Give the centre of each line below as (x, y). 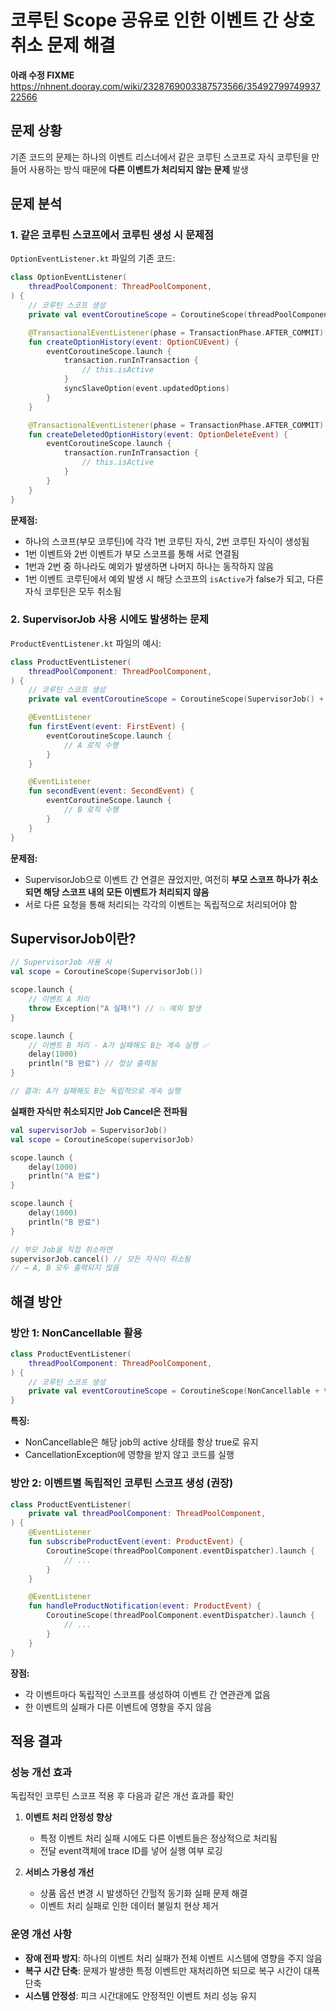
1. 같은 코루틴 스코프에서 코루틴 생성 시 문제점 (112, 235)
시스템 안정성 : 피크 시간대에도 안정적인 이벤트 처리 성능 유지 (140, 1995)
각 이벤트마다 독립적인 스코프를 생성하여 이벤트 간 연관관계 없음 (147, 1694)
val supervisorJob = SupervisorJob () (89, 1130)
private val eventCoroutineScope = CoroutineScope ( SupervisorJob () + (176, 699)
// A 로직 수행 (91, 745)
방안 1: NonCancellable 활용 (76, 1333)
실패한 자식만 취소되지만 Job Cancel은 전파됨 (99, 1111)
